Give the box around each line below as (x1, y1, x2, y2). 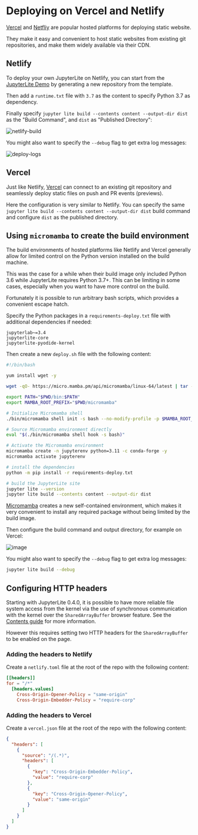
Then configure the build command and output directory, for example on (6, 526, 182, 533)
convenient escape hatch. (6, 300, 69, 308)
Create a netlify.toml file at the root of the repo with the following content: (6, 664, 190, 671)
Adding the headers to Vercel (6, 711, 92, 719)
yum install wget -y (6, 373, 57, 379)
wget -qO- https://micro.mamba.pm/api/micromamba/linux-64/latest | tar (6, 383, 189, 390)
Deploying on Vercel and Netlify (6, 4, 165, 18)
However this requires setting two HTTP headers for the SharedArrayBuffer (6, 629, 189, 636)
